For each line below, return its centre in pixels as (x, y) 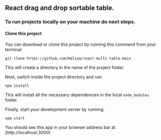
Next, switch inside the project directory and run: (54, 77)
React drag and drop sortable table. (60, 8)
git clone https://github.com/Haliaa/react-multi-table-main (68, 58)
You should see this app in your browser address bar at (60, 127)
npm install (17, 86)
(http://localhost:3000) (28, 132)
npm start (15, 118)
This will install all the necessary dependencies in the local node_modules (77, 95)
